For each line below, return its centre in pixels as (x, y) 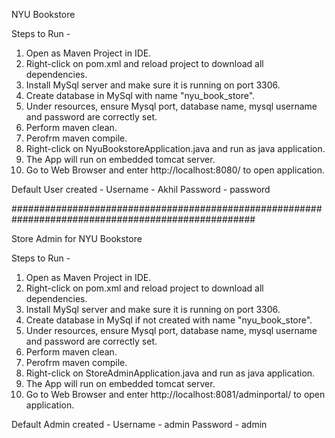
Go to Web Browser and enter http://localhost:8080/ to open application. (175, 170)
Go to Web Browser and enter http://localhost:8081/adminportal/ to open (175, 394)
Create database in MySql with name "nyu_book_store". (140, 95)
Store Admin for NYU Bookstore (77, 238)
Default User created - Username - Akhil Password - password (141, 189)
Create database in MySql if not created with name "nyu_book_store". (169, 320)
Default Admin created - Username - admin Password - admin (139, 424)
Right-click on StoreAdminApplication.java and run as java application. (170, 373)
